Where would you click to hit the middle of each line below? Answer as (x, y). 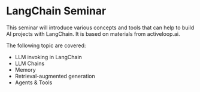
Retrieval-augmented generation (55, 76)
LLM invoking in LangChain (48, 57)
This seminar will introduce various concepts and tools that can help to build (100, 27)
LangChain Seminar (56, 11)
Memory (25, 69)
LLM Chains (30, 63)
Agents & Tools (34, 82)
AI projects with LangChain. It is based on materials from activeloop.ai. (93, 33)
